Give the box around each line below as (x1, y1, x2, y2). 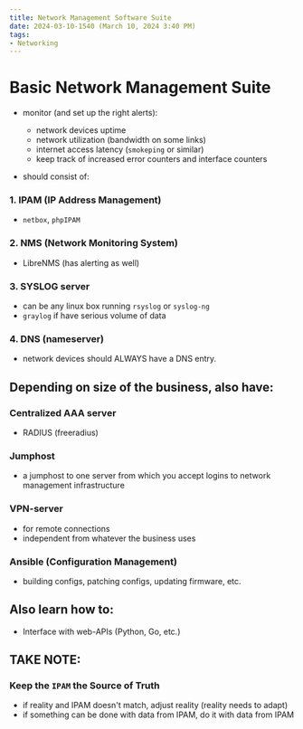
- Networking (9, 38, 59, 48)
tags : (9, 30, 30, 39)
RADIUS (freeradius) (22, 427, 99, 439)
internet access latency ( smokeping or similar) (35, 144, 204, 155)
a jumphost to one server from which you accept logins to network (22, 470, 271, 481)
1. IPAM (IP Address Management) (9, 194, 162, 206)
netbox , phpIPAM (22, 214, 80, 225)
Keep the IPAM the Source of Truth (9, 679, 160, 692)
